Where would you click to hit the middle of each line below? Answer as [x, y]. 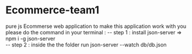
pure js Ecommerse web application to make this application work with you [96, 26]
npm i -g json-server [31, 38]
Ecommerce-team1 [53, 10]
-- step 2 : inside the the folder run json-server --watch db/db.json [86, 45]
